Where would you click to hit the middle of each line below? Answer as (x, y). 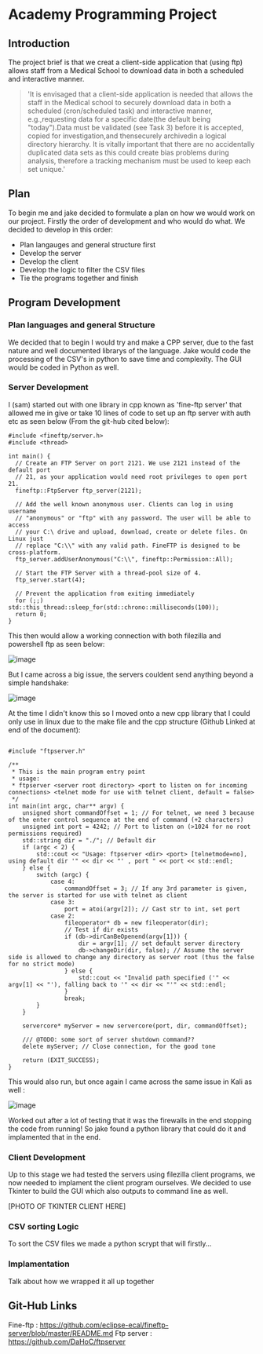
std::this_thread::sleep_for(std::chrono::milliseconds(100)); (114, 607)
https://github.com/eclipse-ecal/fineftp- (104, 1325)
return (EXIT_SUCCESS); (61, 1060)
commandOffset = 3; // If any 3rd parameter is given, (155, 889)
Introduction (39, 44)
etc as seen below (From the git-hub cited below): (89, 421)
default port (29, 470)
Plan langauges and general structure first (88, 244)
